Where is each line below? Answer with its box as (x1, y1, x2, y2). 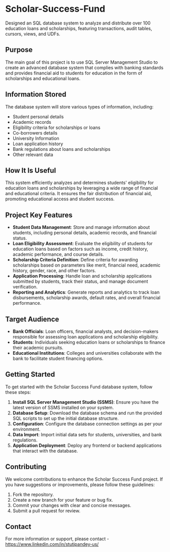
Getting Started (5, 370, 55, 379)
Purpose (5, 45, 33, 54)
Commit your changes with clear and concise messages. (12, 502, 131, 508)
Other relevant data (12, 151, 53, 157)
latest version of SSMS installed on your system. (12, 404, 114, 410)
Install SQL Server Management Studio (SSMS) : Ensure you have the (12, 399, 159, 405)
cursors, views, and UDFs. (5, 31, 60, 37)
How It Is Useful (5, 166, 56, 175)
